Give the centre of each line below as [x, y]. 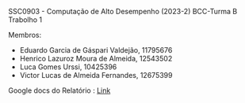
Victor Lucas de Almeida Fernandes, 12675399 [96, 75]
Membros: [25, 35]
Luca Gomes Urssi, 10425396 [68, 67]
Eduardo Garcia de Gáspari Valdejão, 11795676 [96, 50]
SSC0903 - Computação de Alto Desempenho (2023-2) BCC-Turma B [123, 11]
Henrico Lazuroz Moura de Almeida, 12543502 [96, 59]
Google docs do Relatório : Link [59, 90]
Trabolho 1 [25, 20]
